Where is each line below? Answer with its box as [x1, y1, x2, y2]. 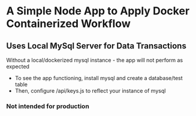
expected [6, 63, 30, 70]
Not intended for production [6, 102, 90, 110]
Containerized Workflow [6, 17, 131, 30]
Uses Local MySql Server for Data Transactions [6, 41, 187, 51]
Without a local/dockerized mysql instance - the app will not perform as [6, 57, 183, 63]
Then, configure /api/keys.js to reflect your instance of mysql [14, 87, 166, 94]
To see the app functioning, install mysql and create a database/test [14, 75, 183, 81]
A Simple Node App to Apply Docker [6, 4, 190, 18]
